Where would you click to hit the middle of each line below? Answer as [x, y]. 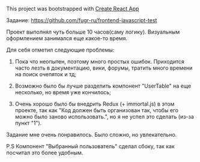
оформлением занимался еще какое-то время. [67, 38]
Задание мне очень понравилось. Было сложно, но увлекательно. [92, 135]
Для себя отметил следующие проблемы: [60, 50]
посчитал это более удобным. [45, 153]
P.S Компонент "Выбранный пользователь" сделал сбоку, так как [91, 146]
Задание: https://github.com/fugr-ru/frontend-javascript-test [82, 20]
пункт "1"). [28, 123]
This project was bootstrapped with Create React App [73, 9]
